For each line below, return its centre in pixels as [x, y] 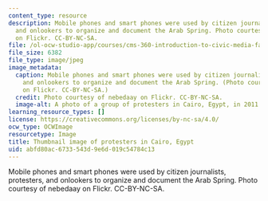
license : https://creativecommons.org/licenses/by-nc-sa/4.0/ [114, 120]
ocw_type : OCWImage [41, 127]
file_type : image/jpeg [46, 61]
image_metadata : [35, 68]
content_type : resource [48, 16]
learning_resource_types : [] [57, 112]
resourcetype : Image [43, 134]
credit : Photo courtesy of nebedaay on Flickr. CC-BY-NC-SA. [119, 97]
